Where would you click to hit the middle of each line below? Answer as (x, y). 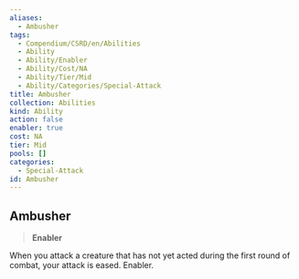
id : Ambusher (34, 179)
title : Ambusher (40, 94)
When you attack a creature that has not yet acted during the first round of (150, 255)
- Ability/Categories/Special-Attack (90, 86)
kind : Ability (37, 111)
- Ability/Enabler (53, 60)
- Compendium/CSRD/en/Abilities (80, 43)
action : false (37, 119)
